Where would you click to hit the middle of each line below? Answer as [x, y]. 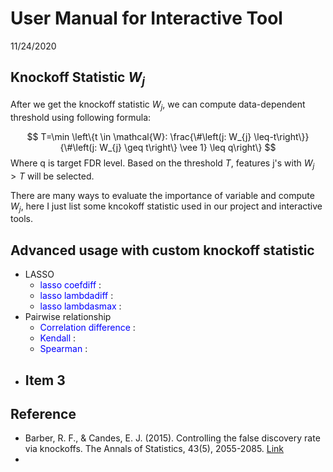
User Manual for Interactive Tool [146, 18]
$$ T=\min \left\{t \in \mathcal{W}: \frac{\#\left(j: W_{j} [139, 136]
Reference [43, 413]
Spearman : [63, 349]
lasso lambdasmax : [80, 306]
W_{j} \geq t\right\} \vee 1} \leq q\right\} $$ [188, 147]
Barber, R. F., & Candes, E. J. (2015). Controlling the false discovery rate [172, 438]
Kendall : [58, 338]
